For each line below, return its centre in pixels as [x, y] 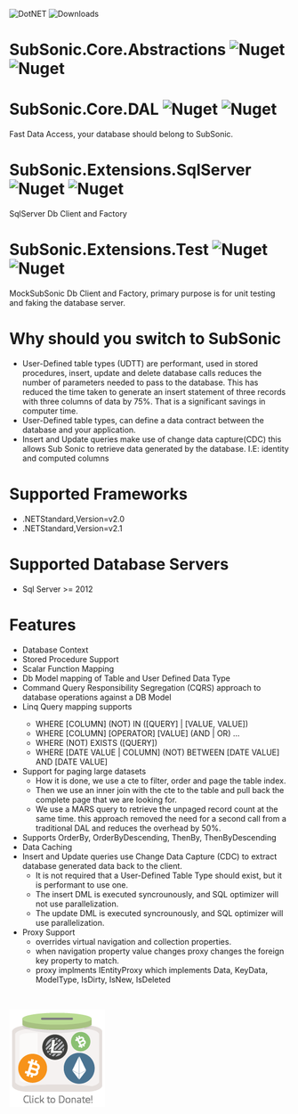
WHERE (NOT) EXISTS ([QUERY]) [97, 742]
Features [43, 625]
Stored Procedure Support [70, 659]
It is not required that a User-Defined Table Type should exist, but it [159, 875]
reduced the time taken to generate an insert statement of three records [154, 391]
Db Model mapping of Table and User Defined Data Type [126, 678]
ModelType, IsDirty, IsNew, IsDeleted [103, 979]
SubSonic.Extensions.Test [109, 250]
